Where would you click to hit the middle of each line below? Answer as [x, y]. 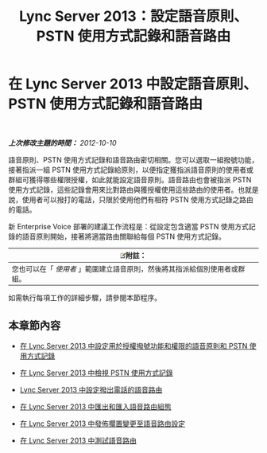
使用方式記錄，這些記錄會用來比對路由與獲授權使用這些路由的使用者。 [123, 189]
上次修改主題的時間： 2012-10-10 [62, 143]
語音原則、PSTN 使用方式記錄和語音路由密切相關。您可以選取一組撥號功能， [133, 159]
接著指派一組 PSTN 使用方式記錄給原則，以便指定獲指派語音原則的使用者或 [131, 170]
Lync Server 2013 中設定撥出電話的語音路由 [91, 390]
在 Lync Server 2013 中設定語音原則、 [133, 84]
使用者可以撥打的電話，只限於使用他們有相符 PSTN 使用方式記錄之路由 [138, 199]
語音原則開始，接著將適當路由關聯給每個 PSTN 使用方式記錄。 [124, 236]
